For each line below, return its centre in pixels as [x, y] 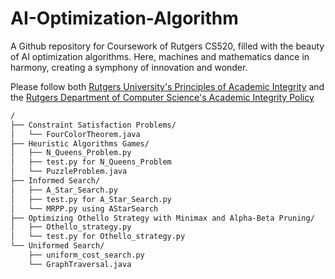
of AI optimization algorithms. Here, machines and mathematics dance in [160, 56]
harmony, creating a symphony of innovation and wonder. [129, 67]
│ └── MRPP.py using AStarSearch [84, 208]
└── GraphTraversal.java [80, 264]
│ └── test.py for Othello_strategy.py [98, 237]
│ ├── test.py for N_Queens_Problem [91, 162]
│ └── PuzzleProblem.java [69, 172]
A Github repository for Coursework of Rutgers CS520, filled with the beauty [167, 46]
